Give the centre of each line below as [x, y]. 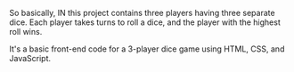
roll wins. [26, 32]
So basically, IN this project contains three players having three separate [142, 13]
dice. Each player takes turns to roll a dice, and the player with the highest [145, 22]
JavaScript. [30, 58]
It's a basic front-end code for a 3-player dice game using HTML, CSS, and [147, 49]
